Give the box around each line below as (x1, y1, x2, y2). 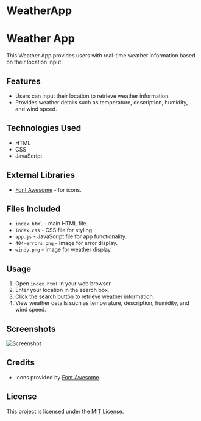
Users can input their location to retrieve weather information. (15, 92, 171, 100)
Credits (6, 357, 35, 368)
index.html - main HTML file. (15, 220, 88, 227)
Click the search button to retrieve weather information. (15, 293, 155, 300)
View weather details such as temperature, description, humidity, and (15, 299, 189, 307)
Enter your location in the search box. (15, 287, 110, 294)
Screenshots (6, 323, 56, 334)
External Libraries (6, 170, 75, 180)
